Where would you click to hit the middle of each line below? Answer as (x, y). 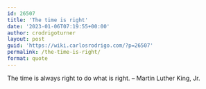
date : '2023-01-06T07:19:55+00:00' (59, 26)
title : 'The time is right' (48, 20)
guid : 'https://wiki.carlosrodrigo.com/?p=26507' (80, 46)
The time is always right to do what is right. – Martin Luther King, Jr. (104, 78)
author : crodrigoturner (42, 33)
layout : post (26, 39)
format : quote (28, 59)
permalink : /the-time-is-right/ (54, 52)
